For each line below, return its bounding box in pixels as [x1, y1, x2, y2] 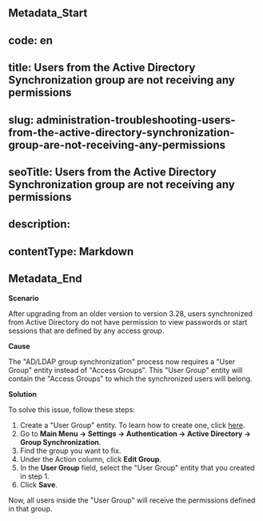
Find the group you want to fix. [19, 446, 122, 455]
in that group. [8, 503, 53, 513]
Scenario [8, 293, 39, 303]
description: [8, 218, 70, 231]
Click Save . [19, 479, 58, 489]
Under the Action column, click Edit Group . [19, 454, 162, 463]
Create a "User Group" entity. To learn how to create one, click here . [19, 420, 245, 430]
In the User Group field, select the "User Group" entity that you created [19, 463, 255, 472]
